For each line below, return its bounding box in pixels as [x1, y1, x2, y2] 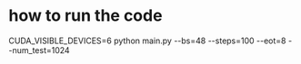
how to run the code [8, 5, 163, 26]
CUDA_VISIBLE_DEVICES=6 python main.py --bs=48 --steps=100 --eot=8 [8, 35, 286, 46]
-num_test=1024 [8, 44, 70, 55]
